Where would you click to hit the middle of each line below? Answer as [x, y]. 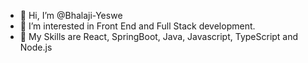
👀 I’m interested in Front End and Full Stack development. [137, 26]
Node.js [36, 47]
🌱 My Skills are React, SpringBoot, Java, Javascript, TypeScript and [159, 36]
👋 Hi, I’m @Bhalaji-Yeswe [71, 15]
